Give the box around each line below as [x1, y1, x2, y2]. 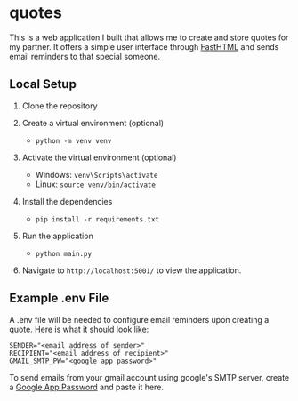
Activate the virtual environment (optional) [21, 152, 177, 163]
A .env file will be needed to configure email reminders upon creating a [9, 314, 270, 325]
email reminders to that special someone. [9, 51, 161, 61]
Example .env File [9, 291, 109, 306]
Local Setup [9, 76, 77, 92]
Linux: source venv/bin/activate [35, 179, 156, 189]
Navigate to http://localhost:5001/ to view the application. [21, 265, 242, 276]
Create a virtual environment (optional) [21, 117, 165, 128]
